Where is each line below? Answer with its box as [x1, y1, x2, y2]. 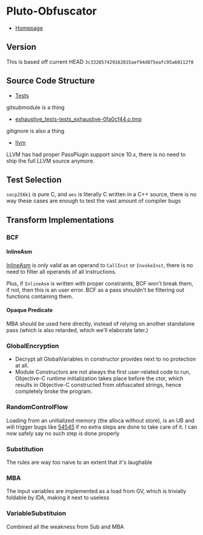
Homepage [15, 24, 44, 32]
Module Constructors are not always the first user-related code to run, [15, 369, 191, 376]
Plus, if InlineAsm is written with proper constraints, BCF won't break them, [6, 279, 193, 287]
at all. [15, 362, 29, 369]
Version [6, 42, 36, 52]
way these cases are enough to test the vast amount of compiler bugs [6, 197, 181, 205]
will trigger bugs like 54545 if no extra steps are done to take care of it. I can [6, 423, 198, 431]
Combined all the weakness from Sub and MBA [6, 523, 124, 530]
